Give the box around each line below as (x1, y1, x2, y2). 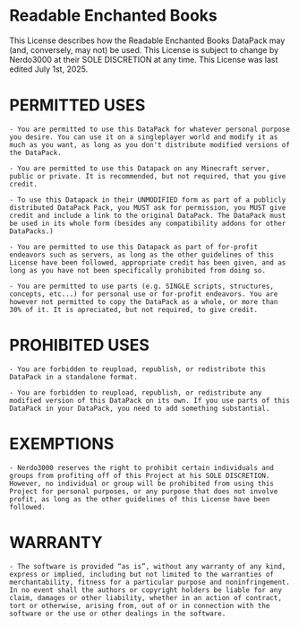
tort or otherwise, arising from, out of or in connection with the (9, 601, 270, 610)
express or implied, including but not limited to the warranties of (9, 570, 275, 579)
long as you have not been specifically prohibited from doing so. (9, 266, 267, 274)
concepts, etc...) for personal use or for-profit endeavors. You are (9, 289, 278, 299)
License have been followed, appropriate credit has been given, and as (9, 257, 286, 267)
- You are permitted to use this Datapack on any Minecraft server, (9, 163, 270, 173)
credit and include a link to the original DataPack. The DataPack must (9, 211, 286, 220)
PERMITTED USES (9, 95, 146, 116)
